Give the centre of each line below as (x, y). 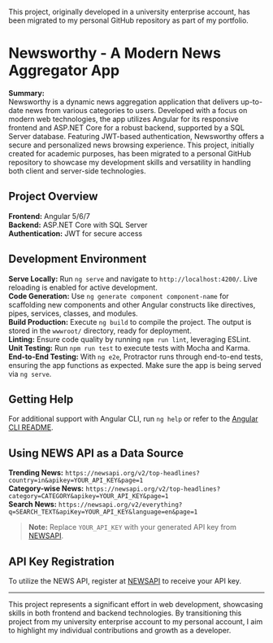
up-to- (251, 102)
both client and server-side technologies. (77, 171)
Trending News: (36, 473)
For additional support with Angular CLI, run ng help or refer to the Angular (133, 419)
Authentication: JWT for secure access (76, 233)
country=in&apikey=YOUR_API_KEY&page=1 (76, 481)
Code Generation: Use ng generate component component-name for (119, 295)
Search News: (32, 505)
